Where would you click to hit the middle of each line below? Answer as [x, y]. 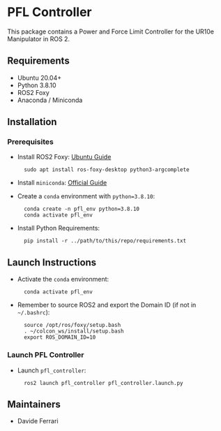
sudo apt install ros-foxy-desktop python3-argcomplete [107, 170]
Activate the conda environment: [63, 279]
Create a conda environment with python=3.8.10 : [86, 196]
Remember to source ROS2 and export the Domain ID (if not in [107, 305]
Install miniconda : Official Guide [62, 183]
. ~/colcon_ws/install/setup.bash [74, 331]
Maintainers [34, 404]
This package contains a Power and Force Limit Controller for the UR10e [111, 31]
